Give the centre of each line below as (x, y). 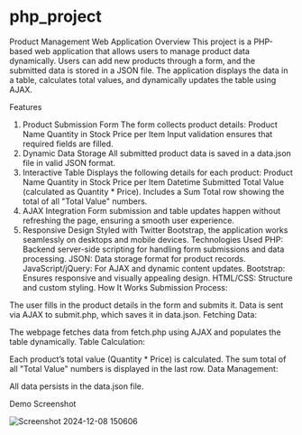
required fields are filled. (68, 143)
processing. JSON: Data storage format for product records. (134, 258)
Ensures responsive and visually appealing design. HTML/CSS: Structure (157, 278)
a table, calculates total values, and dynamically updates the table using (143, 79)
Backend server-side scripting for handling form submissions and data (153, 249)
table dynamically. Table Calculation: (78, 341)
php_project (55, 17)
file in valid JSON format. (69, 162)
